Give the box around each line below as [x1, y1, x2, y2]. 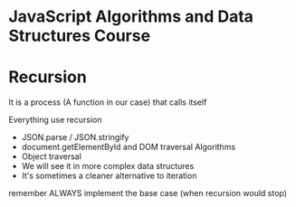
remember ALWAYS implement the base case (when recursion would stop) [8, 188, 287, 199]
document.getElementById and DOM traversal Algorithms [21, 142, 236, 153]
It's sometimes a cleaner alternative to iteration [21, 170, 197, 182]
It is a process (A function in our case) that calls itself [8, 97, 207, 108]
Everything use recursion [8, 115, 102, 126]
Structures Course [8, 25, 151, 46]
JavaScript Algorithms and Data [8, 6, 254, 27]
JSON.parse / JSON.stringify [21, 132, 129, 143]
